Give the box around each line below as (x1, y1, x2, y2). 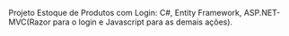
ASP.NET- (243, 8, 281, 18)
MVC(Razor (8, 17, 51, 27)
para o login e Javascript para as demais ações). (52, 17, 233, 27)
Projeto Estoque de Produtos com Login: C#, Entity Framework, (8, 8, 242, 18)
